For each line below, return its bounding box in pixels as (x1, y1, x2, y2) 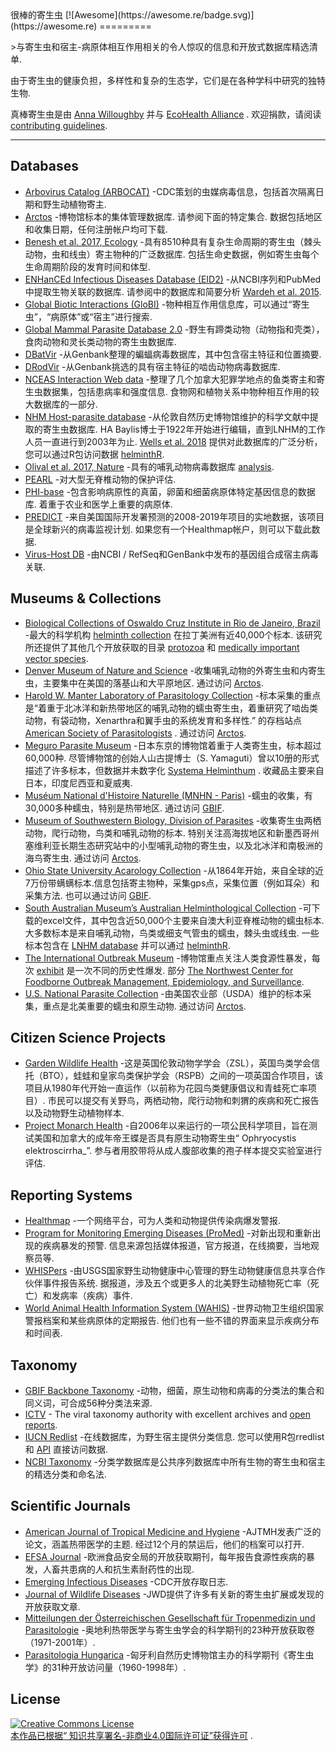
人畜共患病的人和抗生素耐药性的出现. (42, 1563, 195, 1575)
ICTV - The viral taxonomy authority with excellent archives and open (24, 1408, 311, 1421)
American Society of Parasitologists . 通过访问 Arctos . (24, 727, 247, 739)
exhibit (36, 964, 65, 976)
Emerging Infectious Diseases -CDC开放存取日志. (24, 1575, 229, 1587)
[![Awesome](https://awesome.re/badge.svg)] (64, 9, 255, 21)
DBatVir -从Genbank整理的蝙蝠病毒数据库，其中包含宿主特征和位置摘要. (24, 348, 322, 360)
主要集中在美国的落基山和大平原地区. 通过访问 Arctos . (42, 677, 264, 689)
